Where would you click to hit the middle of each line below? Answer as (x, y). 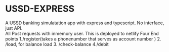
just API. (14, 28)
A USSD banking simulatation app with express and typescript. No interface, (85, 23)
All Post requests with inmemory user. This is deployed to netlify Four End (82, 33)
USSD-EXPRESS (40, 9)
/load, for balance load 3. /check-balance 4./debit (57, 44)
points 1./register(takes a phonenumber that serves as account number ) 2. (83, 39)
